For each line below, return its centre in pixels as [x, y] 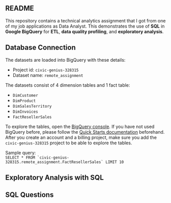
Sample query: [21, 153]
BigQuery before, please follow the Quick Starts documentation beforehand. [85, 132]
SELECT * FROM [20, 158]
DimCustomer [25, 95]
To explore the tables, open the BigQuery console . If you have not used [80, 126]
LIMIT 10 [115, 162]
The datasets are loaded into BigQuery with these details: [65, 60]
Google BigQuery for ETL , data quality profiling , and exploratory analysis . [84, 31]
